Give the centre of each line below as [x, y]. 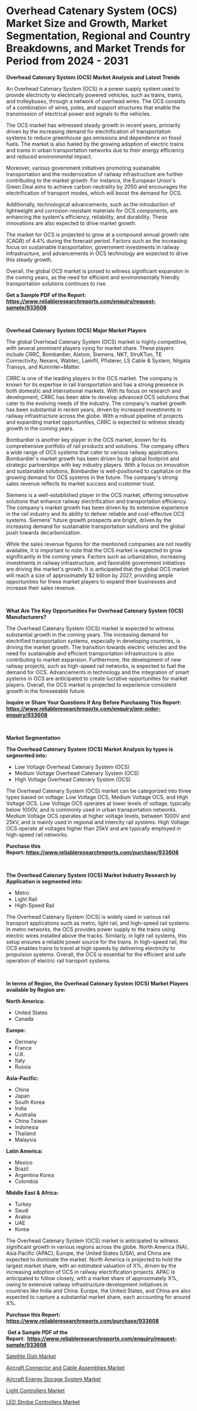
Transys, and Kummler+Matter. [44, 367]
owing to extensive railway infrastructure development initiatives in [87, 1284]
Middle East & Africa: [32, 1192]
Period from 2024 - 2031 [67, 61]
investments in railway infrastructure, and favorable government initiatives [96, 563]
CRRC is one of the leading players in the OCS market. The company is [92, 378]
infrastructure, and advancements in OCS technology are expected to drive [97, 253]
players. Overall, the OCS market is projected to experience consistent [91, 684]
